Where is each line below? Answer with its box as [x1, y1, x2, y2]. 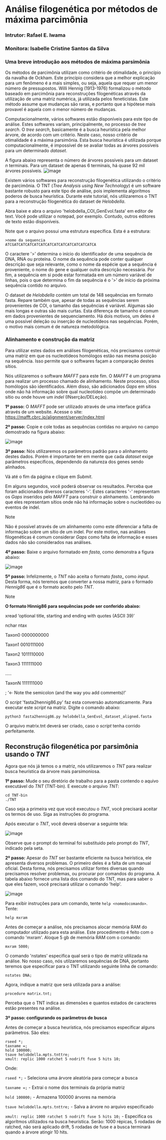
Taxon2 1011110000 [5, 651, 44, 657]
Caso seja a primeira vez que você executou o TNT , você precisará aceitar [5, 806, 158, 812]
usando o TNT [5, 750, 50, 759]
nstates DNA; [5, 973, 32, 978]
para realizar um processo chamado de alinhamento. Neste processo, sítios [5, 378, 160, 384]
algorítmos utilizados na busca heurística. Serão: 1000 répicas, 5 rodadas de [5, 1119, 162, 1125]
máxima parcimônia [5, 14, 88, 25]
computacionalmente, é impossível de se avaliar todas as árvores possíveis [5, 142, 159, 148]
